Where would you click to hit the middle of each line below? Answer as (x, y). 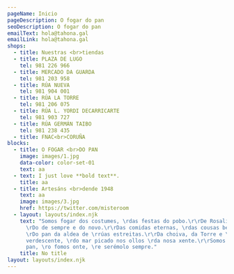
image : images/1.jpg (49, 157)
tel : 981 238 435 (45, 130)
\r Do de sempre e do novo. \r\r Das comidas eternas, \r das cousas (122, 227)
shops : (17, 46)
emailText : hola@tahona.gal (48, 33)
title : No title (44, 254)
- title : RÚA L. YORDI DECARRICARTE (67, 111)
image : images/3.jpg (49, 202)
